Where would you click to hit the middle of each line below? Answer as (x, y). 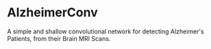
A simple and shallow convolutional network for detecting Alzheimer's (105, 31)
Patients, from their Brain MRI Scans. (59, 38)
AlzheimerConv (52, 13)
